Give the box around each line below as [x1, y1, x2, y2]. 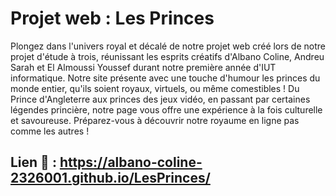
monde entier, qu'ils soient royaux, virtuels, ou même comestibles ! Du [10, 82, 300, 94]
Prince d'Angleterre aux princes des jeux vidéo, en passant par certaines [10, 93, 311, 105]
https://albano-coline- [59, 154, 203, 171]
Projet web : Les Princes [10, 7, 215, 30]
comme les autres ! [10, 125, 90, 137]
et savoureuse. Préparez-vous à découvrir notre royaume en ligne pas [10, 114, 300, 126]
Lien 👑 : [10, 154, 57, 171]
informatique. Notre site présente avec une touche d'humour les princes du [10, 72, 321, 84]
